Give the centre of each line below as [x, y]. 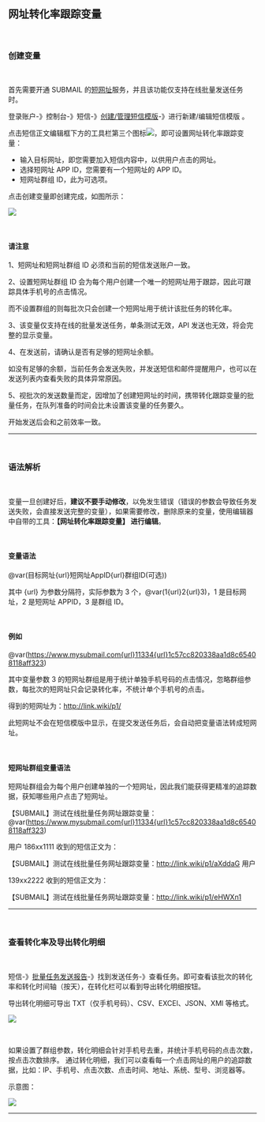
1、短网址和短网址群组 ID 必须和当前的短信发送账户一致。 [101, 265]
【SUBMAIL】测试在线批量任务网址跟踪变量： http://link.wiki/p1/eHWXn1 [125, 897]
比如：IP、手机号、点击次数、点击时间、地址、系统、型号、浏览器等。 [136, 1070]
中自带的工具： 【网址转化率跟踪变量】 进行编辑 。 [87, 521]
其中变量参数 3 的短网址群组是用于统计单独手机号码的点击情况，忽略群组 [126, 680]
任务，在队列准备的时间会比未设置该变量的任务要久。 [101, 405]
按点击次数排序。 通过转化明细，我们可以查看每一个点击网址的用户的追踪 [127, 1060]
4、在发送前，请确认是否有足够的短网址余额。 [83, 352]
